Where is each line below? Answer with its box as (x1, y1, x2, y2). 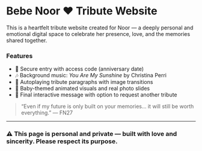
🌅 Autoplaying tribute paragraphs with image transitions (14, 78, 153, 86)
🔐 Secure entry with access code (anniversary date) (14, 65, 144, 73)
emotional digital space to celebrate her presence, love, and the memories (6, 30, 191, 37)
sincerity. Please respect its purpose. (6, 137, 118, 146)
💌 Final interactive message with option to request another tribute (14, 91, 177, 98)
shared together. (6, 37, 47, 44)
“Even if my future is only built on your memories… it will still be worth (20, 103, 194, 110)
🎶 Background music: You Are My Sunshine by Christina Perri (14, 72, 167, 79)
